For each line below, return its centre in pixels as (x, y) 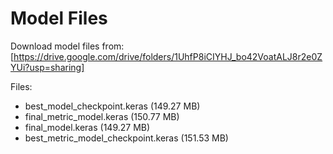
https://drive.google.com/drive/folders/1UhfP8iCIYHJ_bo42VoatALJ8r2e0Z (168, 56)
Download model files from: (67, 46)
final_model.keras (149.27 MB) (87, 127)
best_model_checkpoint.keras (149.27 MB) (112, 106)
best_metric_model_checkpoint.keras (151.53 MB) (126, 138)
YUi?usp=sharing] (47, 67)
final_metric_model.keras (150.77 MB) (102, 116)
